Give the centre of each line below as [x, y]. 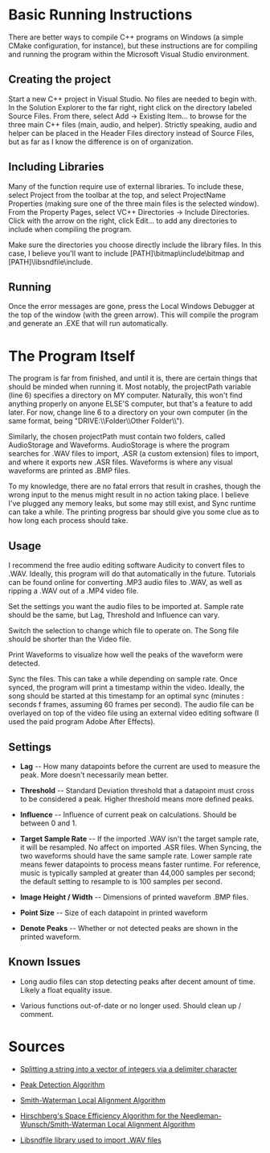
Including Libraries [56, 167]
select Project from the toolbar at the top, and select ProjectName [117, 195]
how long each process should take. [68, 521]
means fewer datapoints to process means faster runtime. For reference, [140, 864]
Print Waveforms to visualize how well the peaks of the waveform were [126, 655]
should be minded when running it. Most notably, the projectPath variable [130, 387]
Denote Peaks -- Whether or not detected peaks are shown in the [129, 928]
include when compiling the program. [70, 229]
